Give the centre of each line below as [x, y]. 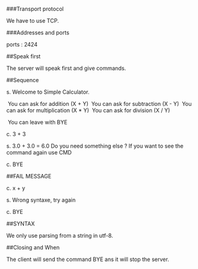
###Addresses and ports [38, 32]
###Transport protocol [35, 9]
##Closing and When [33, 247]
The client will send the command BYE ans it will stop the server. [88, 259]
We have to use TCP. [33, 21]
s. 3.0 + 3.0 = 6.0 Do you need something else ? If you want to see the [95, 146]
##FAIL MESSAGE [29, 176]
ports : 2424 [22, 44]
